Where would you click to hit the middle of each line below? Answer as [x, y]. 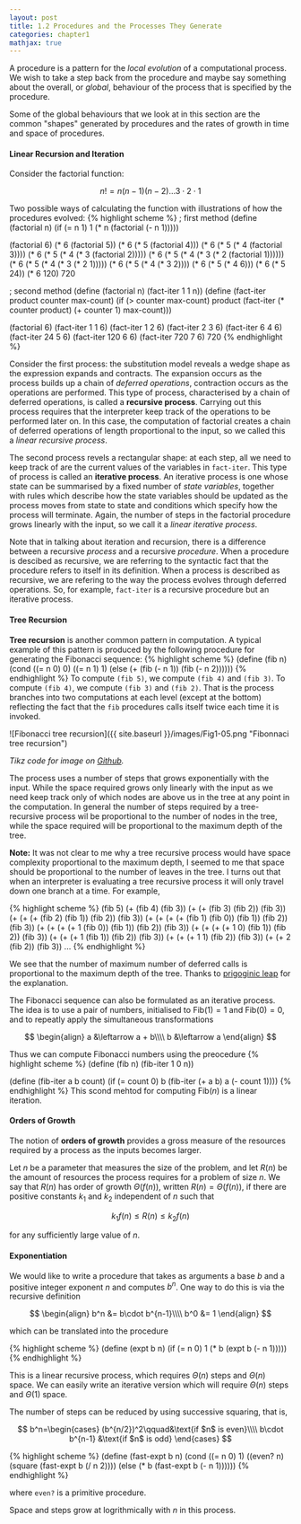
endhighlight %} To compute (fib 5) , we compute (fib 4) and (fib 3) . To [147, 678]
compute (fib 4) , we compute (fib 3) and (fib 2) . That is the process [142, 687]
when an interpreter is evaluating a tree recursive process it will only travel [146, 881]
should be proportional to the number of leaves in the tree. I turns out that [145, 871]
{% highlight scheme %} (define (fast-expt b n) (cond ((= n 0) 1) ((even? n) [147, 1457]
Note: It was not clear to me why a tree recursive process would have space [150, 852]
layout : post [34, 18]
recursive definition [45, 1296]
